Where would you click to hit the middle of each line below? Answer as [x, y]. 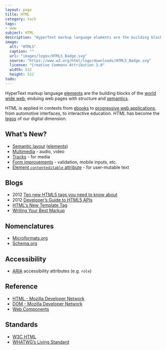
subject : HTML [20, 33]
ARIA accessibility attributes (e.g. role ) [52, 271]
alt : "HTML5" [23, 47]
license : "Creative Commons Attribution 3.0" [57, 65]
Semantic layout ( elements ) [40, 146]
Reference [21, 287]
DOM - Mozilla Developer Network [47, 304]
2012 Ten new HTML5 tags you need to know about [65, 195]
